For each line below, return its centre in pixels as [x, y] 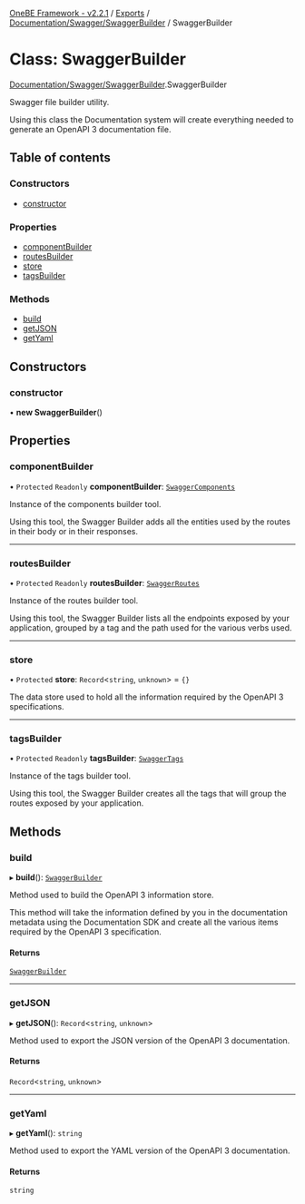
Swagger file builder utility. [59, 102]
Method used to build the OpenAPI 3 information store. [112, 895]
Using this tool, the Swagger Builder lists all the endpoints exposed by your [150, 618]
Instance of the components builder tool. [85, 504]
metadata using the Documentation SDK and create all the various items [144, 922]
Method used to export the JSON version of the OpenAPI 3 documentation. [150, 1040]
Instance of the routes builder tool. [74, 600]
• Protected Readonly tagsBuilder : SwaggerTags [97, 759]
